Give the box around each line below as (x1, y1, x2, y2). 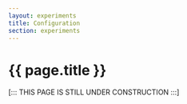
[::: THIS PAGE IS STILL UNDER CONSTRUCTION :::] (8, 87, 180, 97)
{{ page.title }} (8, 61, 107, 79)
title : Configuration (8, 19, 81, 27)
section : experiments (8, 26, 81, 34)
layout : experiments (8, 11, 78, 20)
